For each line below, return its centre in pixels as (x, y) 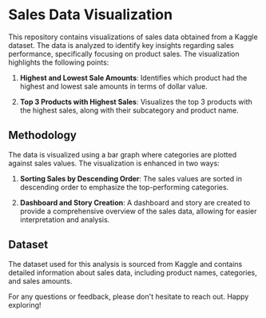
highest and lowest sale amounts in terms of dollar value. (113, 86)
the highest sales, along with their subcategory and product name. (129, 110)
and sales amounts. (40, 280)
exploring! (25, 304)
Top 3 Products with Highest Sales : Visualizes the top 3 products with (136, 101)
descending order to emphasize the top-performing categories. (124, 187)
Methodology (43, 135)
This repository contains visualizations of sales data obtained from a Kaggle (133, 37)
